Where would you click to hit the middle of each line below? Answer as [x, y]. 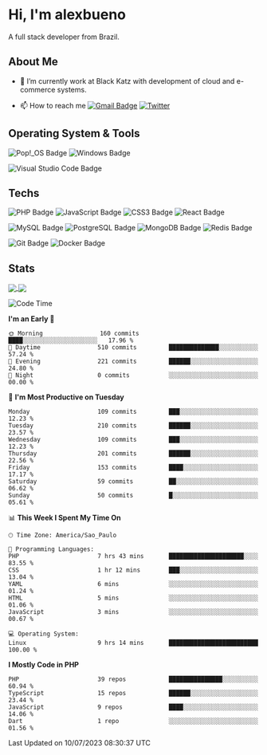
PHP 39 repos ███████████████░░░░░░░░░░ [133, 679]
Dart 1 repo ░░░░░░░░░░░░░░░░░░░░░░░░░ [133, 722]
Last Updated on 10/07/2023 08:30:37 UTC [80, 743]
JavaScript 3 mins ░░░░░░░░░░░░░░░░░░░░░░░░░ [133, 612]
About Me [33, 62]
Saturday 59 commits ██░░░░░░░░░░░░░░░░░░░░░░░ [133, 482]
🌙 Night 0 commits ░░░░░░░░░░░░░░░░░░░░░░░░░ [133, 376]
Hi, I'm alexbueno [67, 15]
